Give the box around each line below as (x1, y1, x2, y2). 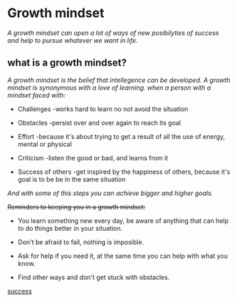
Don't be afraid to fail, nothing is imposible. (17, 237, 144, 246)
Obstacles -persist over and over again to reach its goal (17, 118, 181, 127)
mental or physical (17, 140, 73, 148)
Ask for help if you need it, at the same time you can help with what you (17, 251, 228, 260)
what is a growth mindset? (7, 57, 127, 69)
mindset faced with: (7, 90, 66, 99)
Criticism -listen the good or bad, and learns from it (17, 153, 169, 162)
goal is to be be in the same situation (17, 175, 126, 183)
